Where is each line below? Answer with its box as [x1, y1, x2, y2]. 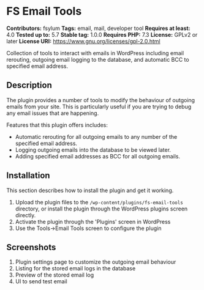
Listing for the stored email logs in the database [15, 265, 136, 272]
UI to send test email [15, 278, 67, 285]
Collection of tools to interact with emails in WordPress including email [6, 49, 184, 56]
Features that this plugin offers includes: [6, 121, 108, 128]
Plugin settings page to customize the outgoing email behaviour [15, 258, 176, 266]
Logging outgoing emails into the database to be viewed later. [15, 146, 172, 154]
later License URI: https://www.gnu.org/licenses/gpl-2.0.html [6, 37, 161, 45]
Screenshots [6, 242, 56, 252]
